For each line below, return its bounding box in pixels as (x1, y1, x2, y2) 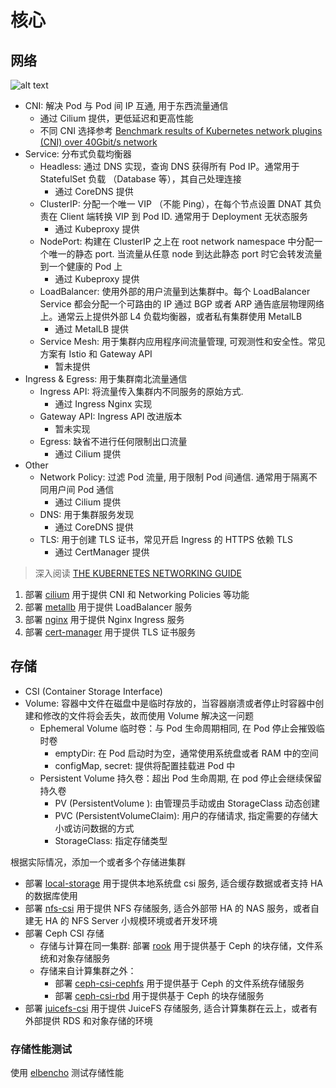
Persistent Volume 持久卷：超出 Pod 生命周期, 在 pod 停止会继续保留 (39, 772, 322, 784)
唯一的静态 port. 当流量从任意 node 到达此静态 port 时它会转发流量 (48, 248, 323, 260)
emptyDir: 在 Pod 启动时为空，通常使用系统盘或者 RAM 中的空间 (54, 747, 319, 759)
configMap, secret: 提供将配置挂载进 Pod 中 (54, 759, 236, 771)
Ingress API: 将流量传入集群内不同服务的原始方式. (39, 386, 244, 397)
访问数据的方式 (72, 822, 135, 834)
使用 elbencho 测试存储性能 (10, 1067, 125, 1079)
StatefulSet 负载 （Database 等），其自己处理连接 (39, 173, 242, 185)
